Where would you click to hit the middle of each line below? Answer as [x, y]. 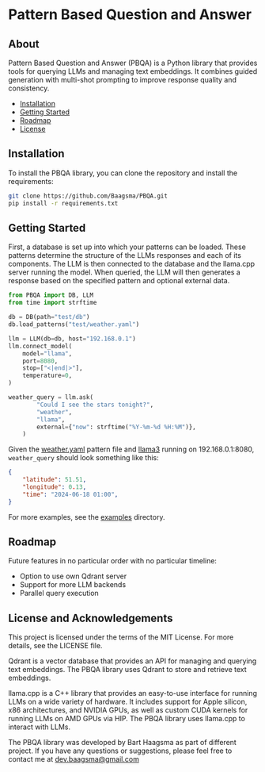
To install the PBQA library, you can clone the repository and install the [123, 173]
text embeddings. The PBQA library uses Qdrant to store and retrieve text [127, 670]
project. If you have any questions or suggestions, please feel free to [120, 751]
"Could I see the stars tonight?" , [95, 405]
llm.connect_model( [40, 346]
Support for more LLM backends [73, 585]
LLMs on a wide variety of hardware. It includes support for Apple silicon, [128, 702]
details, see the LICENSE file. [55, 646]
